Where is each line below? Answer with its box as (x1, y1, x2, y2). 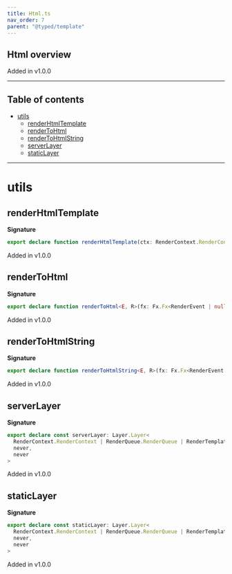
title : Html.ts (7, 10, 51, 17)
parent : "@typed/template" (7, 23, 85, 30)
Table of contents (7, 93, 84, 105)
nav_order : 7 (7, 17, 45, 24)
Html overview (7, 48, 71, 60)
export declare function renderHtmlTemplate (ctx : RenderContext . (7, 239, 199, 246)
